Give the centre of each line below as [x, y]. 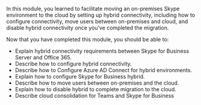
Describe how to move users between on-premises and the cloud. [97, 83]
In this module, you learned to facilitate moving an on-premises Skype [93, 9]
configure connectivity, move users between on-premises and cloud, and [97, 21]
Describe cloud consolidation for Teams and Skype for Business [94, 96]
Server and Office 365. [43, 57]
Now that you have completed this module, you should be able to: [88, 39]
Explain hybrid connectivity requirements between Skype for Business [102, 51]
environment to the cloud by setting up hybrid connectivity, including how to [101, 15]
